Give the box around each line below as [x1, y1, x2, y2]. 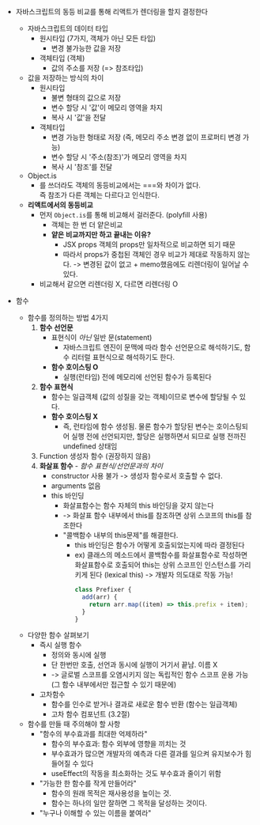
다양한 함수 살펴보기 [27, 630, 89, 640]
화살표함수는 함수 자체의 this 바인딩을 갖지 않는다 [62, 501, 214, 510]
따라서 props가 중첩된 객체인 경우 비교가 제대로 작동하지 [62, 250, 236, 259]
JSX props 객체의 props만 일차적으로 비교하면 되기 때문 [62, 240, 236, 249]
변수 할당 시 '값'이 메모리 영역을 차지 [51, 103, 164, 112]
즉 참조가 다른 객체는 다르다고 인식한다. [39, 191, 160, 199]
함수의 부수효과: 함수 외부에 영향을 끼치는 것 [51, 739, 187, 749]
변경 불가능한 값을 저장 [51, 44, 121, 53]
